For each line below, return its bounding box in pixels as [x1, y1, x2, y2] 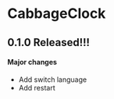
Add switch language [18, 75, 87, 84]
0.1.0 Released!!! [7, 36, 91, 49]
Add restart [18, 83, 55, 92]
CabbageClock [7, 5, 106, 23]
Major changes [7, 58, 58, 67]
